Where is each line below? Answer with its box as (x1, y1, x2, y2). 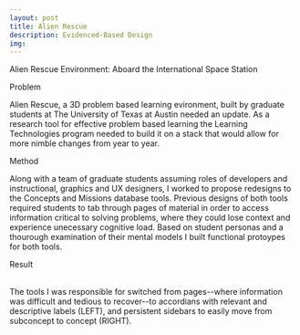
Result (9, 259, 34, 270)
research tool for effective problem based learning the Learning (9, 119, 248, 130)
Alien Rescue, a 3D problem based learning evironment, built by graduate (9, 99, 285, 110)
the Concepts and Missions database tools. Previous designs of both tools (9, 193, 289, 204)
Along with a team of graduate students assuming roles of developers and (9, 173, 288, 184)
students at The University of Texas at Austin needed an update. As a (9, 109, 271, 120)
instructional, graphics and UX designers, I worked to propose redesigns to (9, 183, 292, 194)
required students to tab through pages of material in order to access (9, 203, 269, 214)
